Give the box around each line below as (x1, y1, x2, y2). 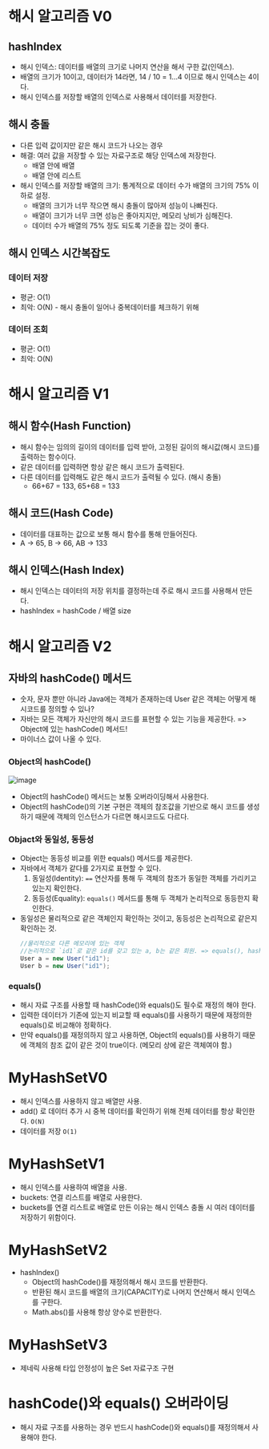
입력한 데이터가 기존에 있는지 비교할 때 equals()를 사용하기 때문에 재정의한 (19, 1010, 252, 1019)
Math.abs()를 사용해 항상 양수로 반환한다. (31, 1307, 163, 1317)
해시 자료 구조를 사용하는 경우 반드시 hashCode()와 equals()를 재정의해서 (19, 1422, 251, 1431)
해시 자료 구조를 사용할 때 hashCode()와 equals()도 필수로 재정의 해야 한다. (19, 999, 256, 1010)
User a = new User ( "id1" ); (19, 955, 110, 963)
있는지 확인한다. (31, 883, 82, 894)
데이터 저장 (8, 272, 49, 284)
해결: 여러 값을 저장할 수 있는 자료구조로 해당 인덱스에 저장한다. (19, 150, 217, 160)
